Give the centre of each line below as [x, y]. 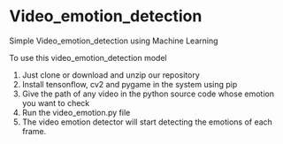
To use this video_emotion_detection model [88, 57]
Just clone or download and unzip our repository [111, 75]
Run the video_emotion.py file [76, 112]
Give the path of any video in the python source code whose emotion [148, 94]
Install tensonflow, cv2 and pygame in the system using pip [130, 84]
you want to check [56, 102]
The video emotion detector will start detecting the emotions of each [147, 122]
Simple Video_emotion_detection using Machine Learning [114, 41]
